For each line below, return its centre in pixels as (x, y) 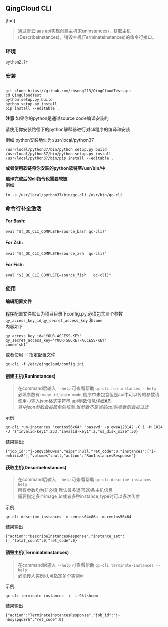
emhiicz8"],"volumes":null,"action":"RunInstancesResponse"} (71, 456)
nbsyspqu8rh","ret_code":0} (35, 619)
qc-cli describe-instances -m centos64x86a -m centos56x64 (68, 517)
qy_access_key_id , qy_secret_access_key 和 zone (54, 320)
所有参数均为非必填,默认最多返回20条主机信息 (65, 490)
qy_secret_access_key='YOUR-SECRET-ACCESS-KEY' (56, 340)
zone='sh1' (17, 345)
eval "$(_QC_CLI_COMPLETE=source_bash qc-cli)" (56, 231)
